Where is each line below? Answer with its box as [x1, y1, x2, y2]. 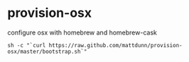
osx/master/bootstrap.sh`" [7, 48, 87, 55]
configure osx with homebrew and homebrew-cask [7, 28, 158, 37]
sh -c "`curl [7, 42, 46, 49]
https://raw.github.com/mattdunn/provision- [48, 42, 183, 49]
